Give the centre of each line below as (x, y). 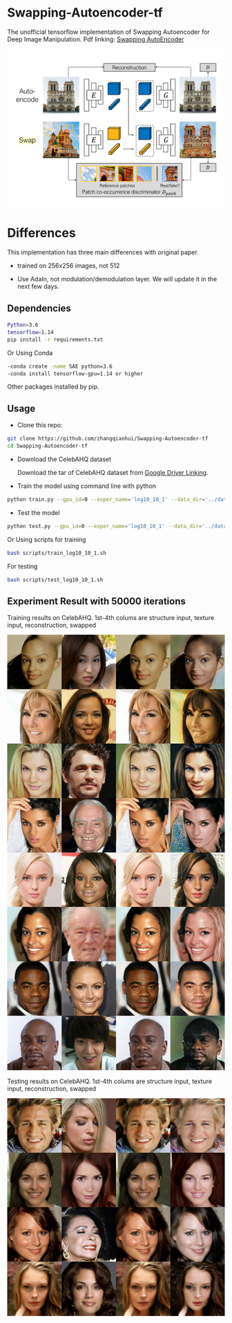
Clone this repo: (40, 425)
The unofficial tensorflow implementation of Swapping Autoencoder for (109, 32)
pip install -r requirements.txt (55, 339)
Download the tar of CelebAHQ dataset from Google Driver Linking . (113, 472)
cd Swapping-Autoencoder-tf (48, 446)
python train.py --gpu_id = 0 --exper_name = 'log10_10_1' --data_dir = (106, 499)
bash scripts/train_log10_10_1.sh (57, 553)
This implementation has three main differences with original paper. (103, 252)
